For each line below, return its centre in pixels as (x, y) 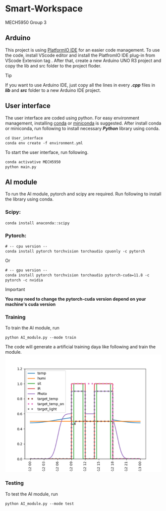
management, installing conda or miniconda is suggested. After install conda (83, 123)
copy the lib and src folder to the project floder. (53, 65)
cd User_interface (24, 138)
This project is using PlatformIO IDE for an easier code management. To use (83, 50)
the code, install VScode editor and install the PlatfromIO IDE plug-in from (80, 55)
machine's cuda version (30, 304)
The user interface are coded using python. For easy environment (72, 118)
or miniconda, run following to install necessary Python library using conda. (83, 128)
